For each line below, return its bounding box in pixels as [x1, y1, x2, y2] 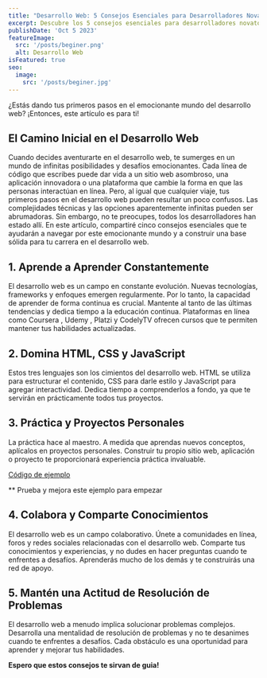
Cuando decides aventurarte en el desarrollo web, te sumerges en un [8, 153, 235, 162]
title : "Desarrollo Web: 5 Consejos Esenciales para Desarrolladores [8, 11, 244, 20]
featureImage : [8, 33, 56, 42]
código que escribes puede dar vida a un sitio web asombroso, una [8, 169, 229, 179]
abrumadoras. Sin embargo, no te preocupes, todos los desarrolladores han [8, 212, 257, 221]
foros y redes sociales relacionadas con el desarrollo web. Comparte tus [8, 538, 246, 547]
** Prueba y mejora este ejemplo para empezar [8, 485, 163, 494]
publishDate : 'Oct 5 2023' [8, 26, 98, 34]
